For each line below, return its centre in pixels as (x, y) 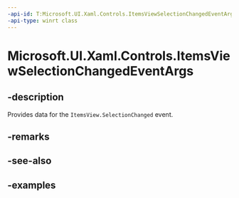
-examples (32, 185)
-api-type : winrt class (43, 21)
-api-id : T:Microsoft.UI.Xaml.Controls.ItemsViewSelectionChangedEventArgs (122, 14)
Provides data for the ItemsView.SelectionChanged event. (90, 114)
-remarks (28, 136)
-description (36, 97)
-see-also (30, 161)
